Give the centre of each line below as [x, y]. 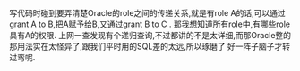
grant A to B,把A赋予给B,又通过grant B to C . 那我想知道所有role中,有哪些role [150, 24]
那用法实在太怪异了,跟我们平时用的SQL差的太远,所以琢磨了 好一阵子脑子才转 [150, 46]
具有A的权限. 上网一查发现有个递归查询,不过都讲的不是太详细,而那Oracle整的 [150, 35]
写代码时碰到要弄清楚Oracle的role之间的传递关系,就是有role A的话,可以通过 [148, 13]
